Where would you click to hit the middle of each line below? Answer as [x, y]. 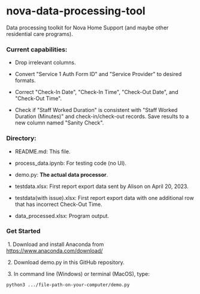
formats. [25, 81]
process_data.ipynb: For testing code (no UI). [71, 163]
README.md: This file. [43, 151]
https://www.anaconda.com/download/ [54, 250]
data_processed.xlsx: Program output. [62, 216]
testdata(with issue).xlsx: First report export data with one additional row [104, 198]
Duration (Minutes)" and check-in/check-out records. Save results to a [102, 116]
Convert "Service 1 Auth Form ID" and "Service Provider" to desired [98, 74]
